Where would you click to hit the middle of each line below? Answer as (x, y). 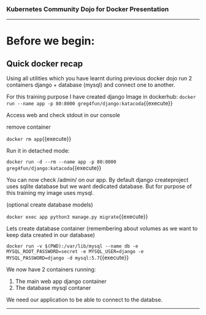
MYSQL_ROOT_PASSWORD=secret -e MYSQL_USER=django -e (75, 252)
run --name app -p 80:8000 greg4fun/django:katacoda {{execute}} (90, 104)
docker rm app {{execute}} (39, 139)
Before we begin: (51, 41)
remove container (29, 127)
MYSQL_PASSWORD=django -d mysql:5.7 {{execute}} (68, 258)
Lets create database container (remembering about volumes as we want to (102, 229)
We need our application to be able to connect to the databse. (85, 300)
